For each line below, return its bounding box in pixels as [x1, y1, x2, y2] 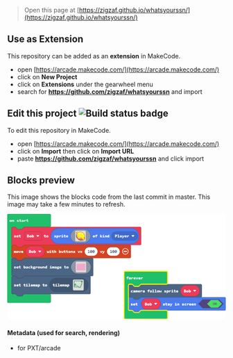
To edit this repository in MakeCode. [7, 126, 111, 134]
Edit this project [7, 108, 77, 120]
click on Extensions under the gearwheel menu [17, 80, 154, 88]
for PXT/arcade [17, 344, 61, 352]
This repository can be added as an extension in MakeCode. [7, 51, 181, 60]
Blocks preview [7, 174, 75, 186]
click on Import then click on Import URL [17, 147, 135, 155]
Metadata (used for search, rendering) [7, 328, 120, 336]
